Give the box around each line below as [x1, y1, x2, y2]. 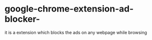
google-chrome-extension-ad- [4, 3, 134, 14]
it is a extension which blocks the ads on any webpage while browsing [4, 29, 147, 35]
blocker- [4, 13, 40, 25]
